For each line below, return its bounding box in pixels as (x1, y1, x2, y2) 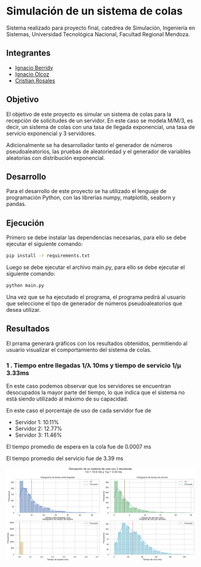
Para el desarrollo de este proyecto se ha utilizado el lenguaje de (6, 188, 167, 195)
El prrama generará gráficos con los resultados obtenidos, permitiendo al (6, 340, 188, 347)
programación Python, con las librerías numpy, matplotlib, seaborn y (6, 194, 176, 201)
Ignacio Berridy (14, 64, 54, 71)
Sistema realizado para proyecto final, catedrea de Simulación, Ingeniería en (6, 24, 196, 31)
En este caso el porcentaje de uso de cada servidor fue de (6, 407, 152, 414)
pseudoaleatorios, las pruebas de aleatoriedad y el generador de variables (6, 148, 191, 155)
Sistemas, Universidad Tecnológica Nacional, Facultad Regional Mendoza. (6, 30, 190, 37)
